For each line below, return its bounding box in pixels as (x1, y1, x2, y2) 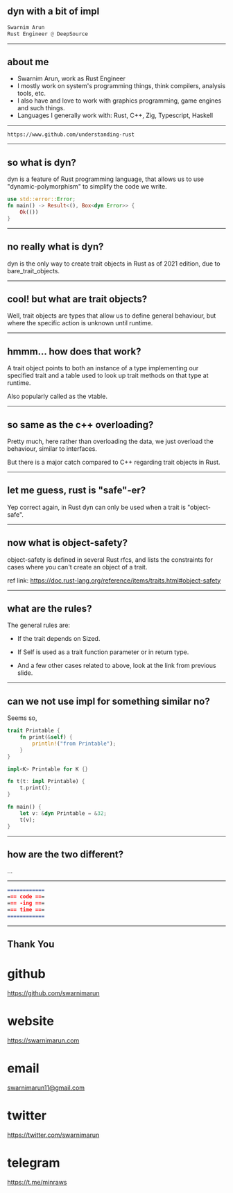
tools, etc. (17, 89, 46, 98)
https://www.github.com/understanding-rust (7, 131, 135, 138)
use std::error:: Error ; (7, 196, 76, 203)
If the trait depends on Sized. (17, 635, 101, 643)
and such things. (17, 104, 65, 112)
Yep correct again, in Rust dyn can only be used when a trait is (7, 503, 186, 511)
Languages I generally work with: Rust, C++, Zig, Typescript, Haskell (17, 111, 214, 120)
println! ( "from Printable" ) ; (32, 740, 116, 747)
